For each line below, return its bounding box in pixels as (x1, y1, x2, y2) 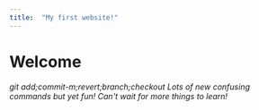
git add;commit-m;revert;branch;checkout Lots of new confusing (9, 81, 250, 92)
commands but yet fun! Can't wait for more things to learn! (9, 90, 228, 101)
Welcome (9, 51, 82, 72)
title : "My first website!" (9, 13, 119, 22)
